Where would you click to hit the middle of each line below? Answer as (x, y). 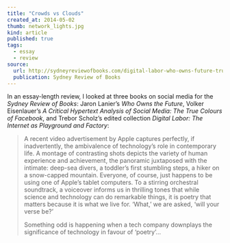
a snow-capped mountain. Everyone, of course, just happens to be (118, 175)
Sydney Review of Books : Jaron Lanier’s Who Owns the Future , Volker (105, 104)
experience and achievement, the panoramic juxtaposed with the (115, 161)
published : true (30, 39)
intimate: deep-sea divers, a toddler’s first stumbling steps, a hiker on (122, 168)
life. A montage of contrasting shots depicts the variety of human (116, 153)
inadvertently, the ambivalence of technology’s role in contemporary (120, 146)
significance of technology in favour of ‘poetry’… (92, 232)
